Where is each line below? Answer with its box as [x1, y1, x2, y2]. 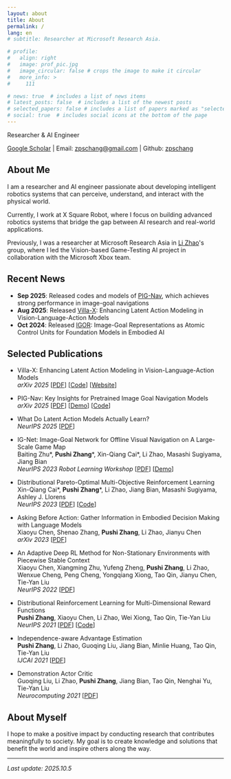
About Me [7, 164, 50, 176]
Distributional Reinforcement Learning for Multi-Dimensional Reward [16, 599, 211, 607]
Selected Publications [7, 347, 103, 359]
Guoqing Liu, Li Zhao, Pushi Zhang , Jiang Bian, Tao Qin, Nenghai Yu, [16, 677, 212, 685]
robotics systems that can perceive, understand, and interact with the [7, 190, 204, 198]
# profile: [7, 48, 38, 55]
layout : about [7, 10, 48, 17]
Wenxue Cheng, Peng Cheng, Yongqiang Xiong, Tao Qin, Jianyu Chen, [16, 571, 217, 579]
